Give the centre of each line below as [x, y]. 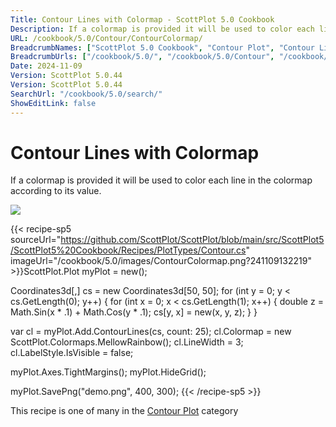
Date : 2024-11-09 [46, 66]
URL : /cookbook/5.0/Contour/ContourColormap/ [106, 38]
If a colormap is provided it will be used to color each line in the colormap [161, 180]
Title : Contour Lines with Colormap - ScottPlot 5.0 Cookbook [142, 19]
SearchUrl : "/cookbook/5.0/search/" [86, 94]
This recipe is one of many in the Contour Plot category [124, 411]
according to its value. [56, 191]
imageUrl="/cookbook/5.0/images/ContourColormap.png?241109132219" [161, 261]
